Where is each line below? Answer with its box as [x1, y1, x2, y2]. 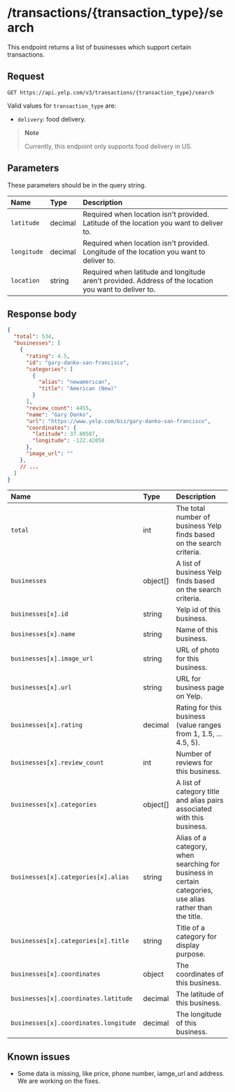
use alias [176, 894, 205, 904]
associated [176, 804, 212, 814]
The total [176, 503, 206, 513]
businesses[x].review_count [10, 759, 104, 767]
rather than [176, 903, 213, 913]
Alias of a [176, 833, 207, 843]
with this [176, 813, 204, 823]
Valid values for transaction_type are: [7, 101, 117, 110]
